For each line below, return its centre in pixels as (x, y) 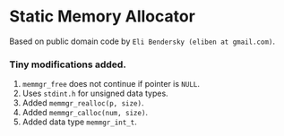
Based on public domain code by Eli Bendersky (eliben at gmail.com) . (142, 41)
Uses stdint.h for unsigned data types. (95, 93)
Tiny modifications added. (68, 64)
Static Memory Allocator (102, 17)
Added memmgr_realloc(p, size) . (83, 103)
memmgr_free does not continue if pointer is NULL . (111, 84)
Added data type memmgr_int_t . (79, 122)
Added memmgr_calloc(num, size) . (85, 113)
